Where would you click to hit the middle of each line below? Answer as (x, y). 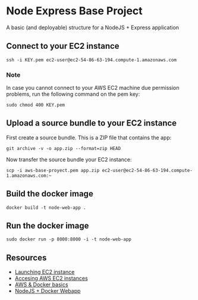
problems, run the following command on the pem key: (73, 94)
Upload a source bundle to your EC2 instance (92, 123)
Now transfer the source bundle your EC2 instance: (69, 160)
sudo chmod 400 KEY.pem (36, 105)
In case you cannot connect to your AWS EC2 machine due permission (93, 88)
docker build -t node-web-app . (46, 207)
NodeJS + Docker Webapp (48, 291)
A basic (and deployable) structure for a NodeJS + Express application (93, 27)
